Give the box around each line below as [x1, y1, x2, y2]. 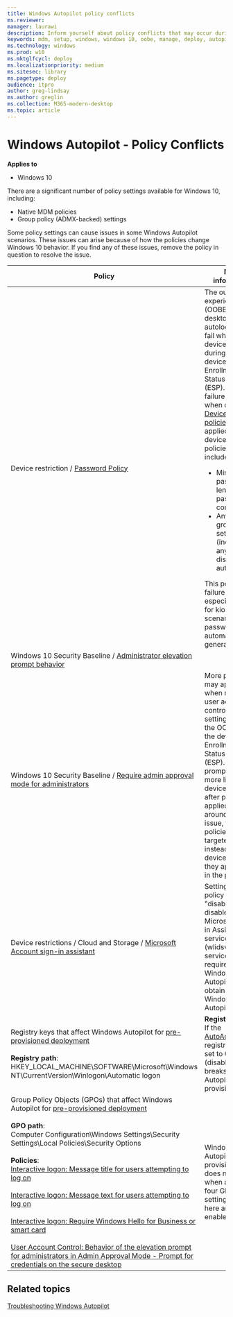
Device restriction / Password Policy [10, 463, 128, 473]
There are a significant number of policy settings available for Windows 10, [7, 187, 221, 195]
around [204, 809, 228, 819]
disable [204, 907, 229, 917]
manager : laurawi [7, 23, 58, 30]
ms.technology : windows [7, 42, 76, 49]
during [204, 348, 226, 357]
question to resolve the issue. [7, 250, 92, 259]
